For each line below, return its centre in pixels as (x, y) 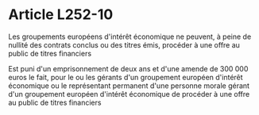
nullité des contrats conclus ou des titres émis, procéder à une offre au (124, 44)
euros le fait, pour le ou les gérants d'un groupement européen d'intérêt (126, 77)
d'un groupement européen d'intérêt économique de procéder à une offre (129, 94)
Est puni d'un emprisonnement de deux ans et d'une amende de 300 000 (128, 68)
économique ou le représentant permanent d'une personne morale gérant (129, 86)
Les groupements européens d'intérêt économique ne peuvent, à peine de (130, 36)
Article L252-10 (61, 15)
